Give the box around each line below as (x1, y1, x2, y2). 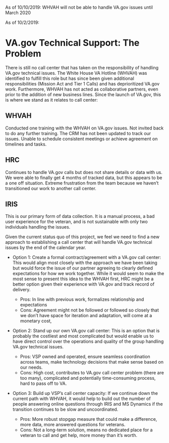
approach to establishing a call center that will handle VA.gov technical (5, 239, 152, 245)
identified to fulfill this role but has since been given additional (5, 75, 135, 81)
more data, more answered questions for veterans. (20, 422, 126, 428)
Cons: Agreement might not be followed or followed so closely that (20, 307, 159, 313)
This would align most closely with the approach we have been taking (12, 260, 157, 266)
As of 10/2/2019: (5, 20, 39, 25)
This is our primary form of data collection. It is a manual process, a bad (5, 213, 155, 219)
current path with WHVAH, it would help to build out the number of (12, 395, 151, 402)
